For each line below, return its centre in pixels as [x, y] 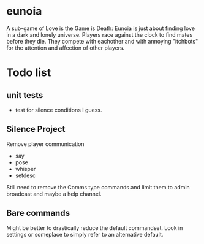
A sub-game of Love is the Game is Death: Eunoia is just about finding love [100, 28]
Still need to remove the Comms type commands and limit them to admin [98, 187]
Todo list [29, 73]
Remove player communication [45, 144]
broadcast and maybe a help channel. [54, 194]
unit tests [25, 95]
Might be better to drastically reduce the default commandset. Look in [95, 227]
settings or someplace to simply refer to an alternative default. [85, 234]
